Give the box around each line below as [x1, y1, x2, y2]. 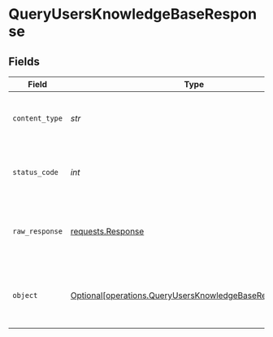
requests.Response [70, 225, 145, 237]
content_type [12, 114, 63, 123]
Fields [8, 55, 41, 68]
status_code [12, 168, 59, 177]
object [12, 291, 38, 300]
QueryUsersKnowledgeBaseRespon [8, 5, 258, 24]
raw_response [12, 227, 63, 236]
